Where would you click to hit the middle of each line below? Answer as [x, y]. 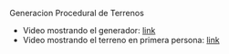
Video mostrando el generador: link [89, 30]
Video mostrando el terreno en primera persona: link [121, 40]
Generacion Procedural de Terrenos [77, 13]
